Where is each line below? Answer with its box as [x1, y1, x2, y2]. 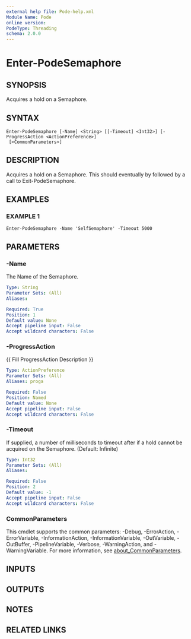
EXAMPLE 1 [6, 212, 40, 220]
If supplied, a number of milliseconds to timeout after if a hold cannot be [6, 439, 183, 446]
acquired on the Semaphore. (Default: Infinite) [6, 445, 119, 452]
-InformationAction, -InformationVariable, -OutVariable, [41, 534, 176, 542]
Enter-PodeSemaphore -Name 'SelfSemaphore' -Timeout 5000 [6, 226, 152, 232]
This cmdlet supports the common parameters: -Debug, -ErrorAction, [6, 528, 176, 535]
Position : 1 [6, 312, 36, 318]
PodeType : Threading [6, 25, 58, 31]
